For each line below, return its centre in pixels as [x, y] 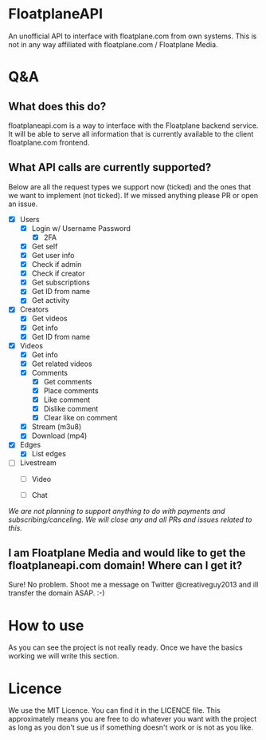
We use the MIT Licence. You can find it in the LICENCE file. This [114, 710]
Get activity [51, 300]
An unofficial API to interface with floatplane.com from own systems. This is [133, 36]
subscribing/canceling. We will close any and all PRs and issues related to [130, 519]
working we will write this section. [64, 656]
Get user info [53, 255]
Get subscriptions [61, 282]
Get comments [68, 381]
